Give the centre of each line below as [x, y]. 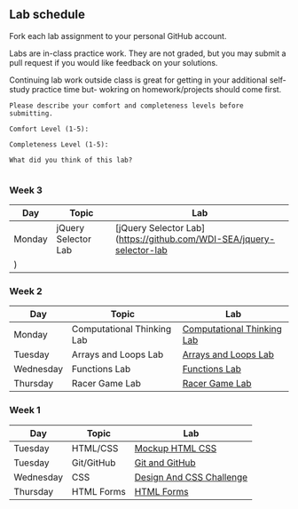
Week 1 [25, 410]
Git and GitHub [165, 463]
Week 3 [26, 190]
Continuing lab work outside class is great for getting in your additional [138, 80]
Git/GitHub [94, 463]
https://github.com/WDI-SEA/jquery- [197, 239]
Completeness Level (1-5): [59, 144]
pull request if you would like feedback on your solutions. [114, 62]
